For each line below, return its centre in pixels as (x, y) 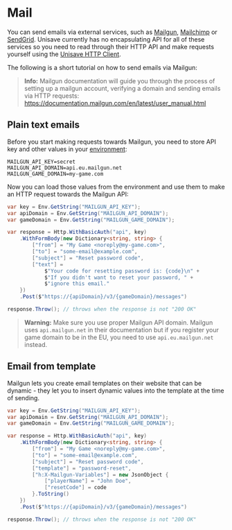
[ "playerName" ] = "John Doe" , (88, 481)
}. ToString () (51, 494)
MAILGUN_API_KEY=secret (42, 162)
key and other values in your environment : (67, 149)
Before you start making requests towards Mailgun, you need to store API (112, 142)
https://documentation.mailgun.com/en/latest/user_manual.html (115, 103)
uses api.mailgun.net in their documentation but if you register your (122, 330)
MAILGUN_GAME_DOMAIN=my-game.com (55, 174)
